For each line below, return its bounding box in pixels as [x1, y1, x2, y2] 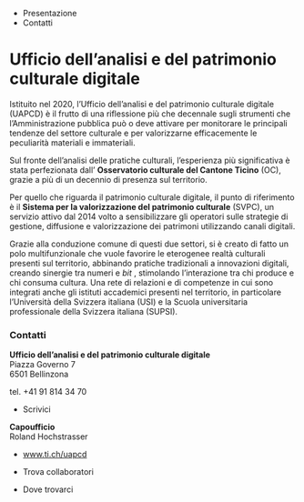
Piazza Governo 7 [9, 359, 76, 370]
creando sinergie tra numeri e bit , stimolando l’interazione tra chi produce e [9, 267, 294, 278]
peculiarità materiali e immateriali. [9, 136, 136, 148]
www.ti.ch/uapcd [22, 449, 87, 460]
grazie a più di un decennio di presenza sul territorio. [9, 174, 208, 185]
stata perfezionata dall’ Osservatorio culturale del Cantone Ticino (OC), [9, 164, 282, 176]
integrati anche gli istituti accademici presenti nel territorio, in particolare [9, 286, 282, 297]
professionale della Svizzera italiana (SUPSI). [9, 306, 178, 316]
